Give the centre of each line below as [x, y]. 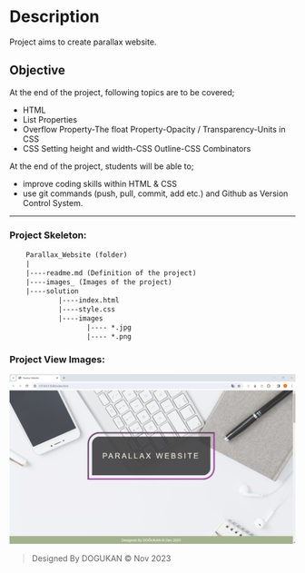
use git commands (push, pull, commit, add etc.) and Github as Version [155, 193]
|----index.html [89, 301]
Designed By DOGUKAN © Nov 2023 [101, 558]
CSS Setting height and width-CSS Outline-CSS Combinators [137, 148]
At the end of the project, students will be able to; [102, 166]
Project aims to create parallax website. [83, 42]
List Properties [50, 119]
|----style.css [87, 310]
